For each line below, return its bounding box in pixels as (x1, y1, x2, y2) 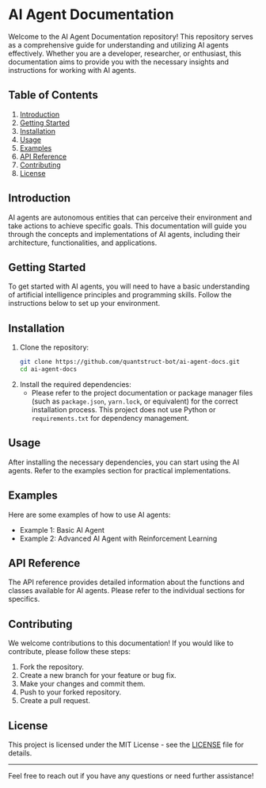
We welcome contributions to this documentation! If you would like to (8, 638, 234, 648)
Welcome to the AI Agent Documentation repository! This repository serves (8, 32, 253, 41)
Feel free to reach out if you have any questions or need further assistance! (8, 771, 254, 780)
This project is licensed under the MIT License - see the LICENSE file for (8, 740, 244, 749)
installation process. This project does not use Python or (31, 404, 216, 414)
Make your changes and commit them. (19, 679, 146, 689)
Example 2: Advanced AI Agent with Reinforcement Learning (19, 534, 218, 543)
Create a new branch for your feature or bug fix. (19, 671, 177, 680)
